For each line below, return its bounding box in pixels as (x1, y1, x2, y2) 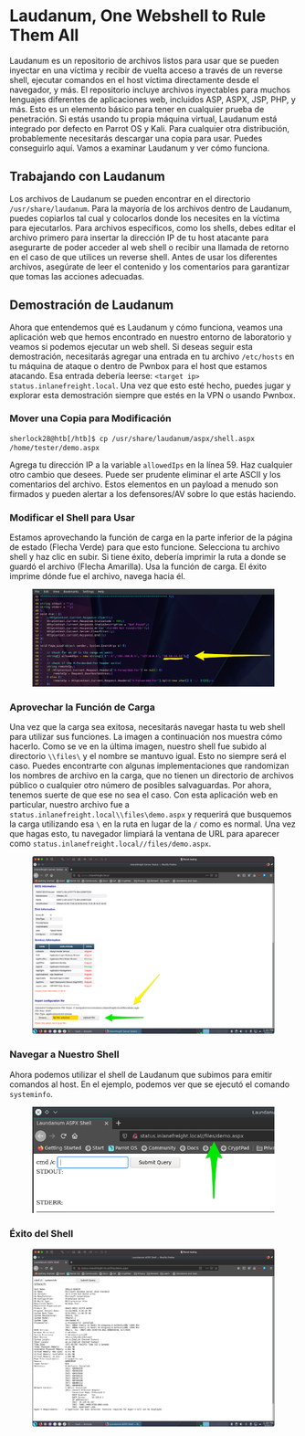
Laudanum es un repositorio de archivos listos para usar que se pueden (9, 55, 279, 66)
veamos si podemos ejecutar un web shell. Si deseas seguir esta (9, 341, 253, 352)
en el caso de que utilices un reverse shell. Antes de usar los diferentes (9, 251, 278, 262)
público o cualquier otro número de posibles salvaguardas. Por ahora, (9, 780, 272, 791)
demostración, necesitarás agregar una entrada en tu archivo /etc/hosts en (9, 351, 295, 362)
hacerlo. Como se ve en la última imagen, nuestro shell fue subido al (9, 741, 267, 752)
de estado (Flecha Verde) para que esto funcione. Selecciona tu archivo (9, 542, 280, 553)
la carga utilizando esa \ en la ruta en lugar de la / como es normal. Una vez (9, 818, 296, 829)
